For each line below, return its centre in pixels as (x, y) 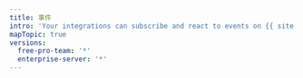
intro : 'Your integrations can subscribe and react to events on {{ (142, 26)
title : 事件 (30, 17)
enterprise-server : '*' (62, 59)
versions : (28, 43)
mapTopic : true (38, 34)
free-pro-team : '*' (54, 51)
